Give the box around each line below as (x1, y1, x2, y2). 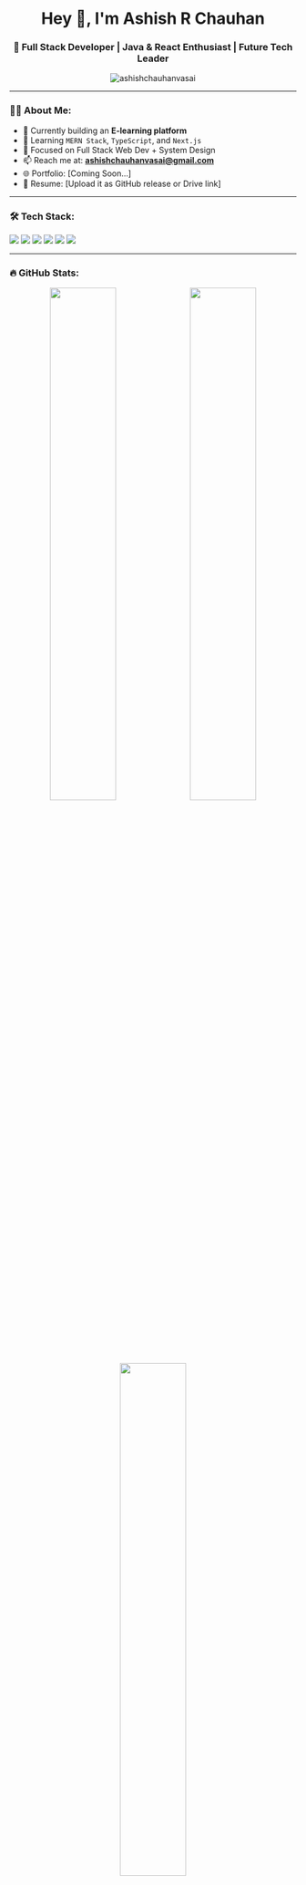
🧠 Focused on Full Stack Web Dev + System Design (22, 144, 216, 155)
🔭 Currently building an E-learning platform (22, 125, 188, 136)
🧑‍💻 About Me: (9, 104, 72, 117)
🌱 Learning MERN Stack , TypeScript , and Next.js (22, 134, 202, 145)
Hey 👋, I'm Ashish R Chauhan (40, 8, 266, 29)
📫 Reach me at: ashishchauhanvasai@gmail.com (22, 154, 214, 165)
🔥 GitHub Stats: (9, 266, 79, 279)
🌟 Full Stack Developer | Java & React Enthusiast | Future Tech (13, 41, 293, 54)
